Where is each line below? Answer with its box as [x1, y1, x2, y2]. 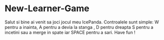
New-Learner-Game [4, 3, 90, 14]
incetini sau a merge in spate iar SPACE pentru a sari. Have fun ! [4, 29, 136, 35]
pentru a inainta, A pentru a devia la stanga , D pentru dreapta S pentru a [4, 24, 154, 30]
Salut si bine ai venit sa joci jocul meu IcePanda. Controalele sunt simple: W [4, 19, 160, 25]
